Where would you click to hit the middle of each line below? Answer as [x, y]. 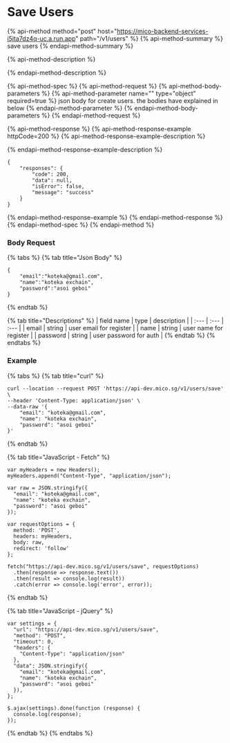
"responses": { [41, 168]
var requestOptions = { [41, 524]
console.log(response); [47, 714]
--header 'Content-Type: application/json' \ [74, 401]
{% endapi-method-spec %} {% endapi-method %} [81, 225]
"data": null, [52, 180]
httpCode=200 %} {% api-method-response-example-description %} [106, 136]
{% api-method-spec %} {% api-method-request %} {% [87, 86]
